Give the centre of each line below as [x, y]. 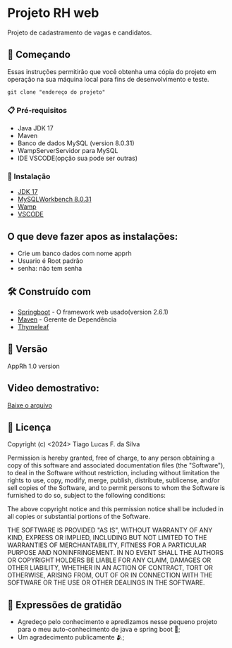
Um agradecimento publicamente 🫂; [71, 637]
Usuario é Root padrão [50, 261]
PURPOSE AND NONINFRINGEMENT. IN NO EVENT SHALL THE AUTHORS [116, 553]
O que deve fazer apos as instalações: [93, 237]
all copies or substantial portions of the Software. [79, 517]
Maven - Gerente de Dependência [67, 319]
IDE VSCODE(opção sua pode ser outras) [78, 158]
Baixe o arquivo [30, 405]
